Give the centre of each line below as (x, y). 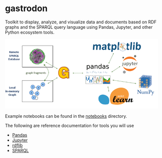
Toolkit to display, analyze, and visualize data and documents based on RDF (81, 22)
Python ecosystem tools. (30, 32)
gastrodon (26, 9)
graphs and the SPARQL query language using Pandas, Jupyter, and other (79, 27)
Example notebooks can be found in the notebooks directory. (66, 116)
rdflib (17, 145)
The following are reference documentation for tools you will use (70, 125)
